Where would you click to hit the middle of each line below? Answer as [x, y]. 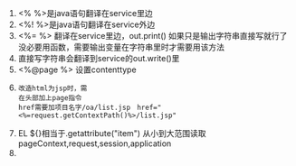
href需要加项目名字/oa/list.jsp [74, 107]
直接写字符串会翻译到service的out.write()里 [99, 58]
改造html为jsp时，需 [53, 88]
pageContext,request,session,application [95, 143]
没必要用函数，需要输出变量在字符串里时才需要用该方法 [121, 47]
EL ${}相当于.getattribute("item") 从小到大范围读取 [112, 133]
